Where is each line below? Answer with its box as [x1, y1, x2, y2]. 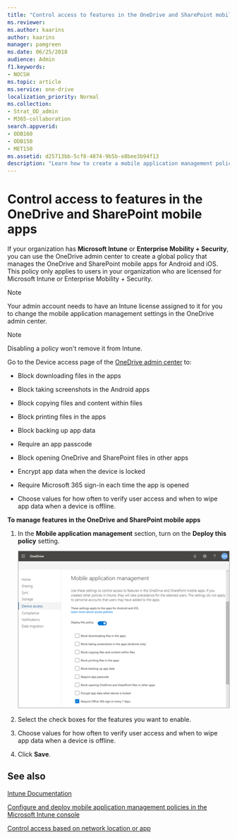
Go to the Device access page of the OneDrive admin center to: [7, 358, 192, 367]
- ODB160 [7, 130, 33, 137]
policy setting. [17, 537, 60, 546]
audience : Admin [7, 56, 55, 63]
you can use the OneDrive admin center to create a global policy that [7, 252, 207, 261]
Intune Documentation [7, 789, 72, 797]
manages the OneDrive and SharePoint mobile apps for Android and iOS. [7, 259, 219, 268]
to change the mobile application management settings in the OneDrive [7, 310, 214, 318]
